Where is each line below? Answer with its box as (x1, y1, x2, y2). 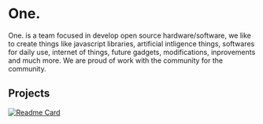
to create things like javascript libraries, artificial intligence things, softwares (8, 38, 255, 48)
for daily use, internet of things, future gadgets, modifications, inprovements (8, 47, 256, 57)
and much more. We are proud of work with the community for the (8, 56, 223, 65)
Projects (8, 87, 50, 100)
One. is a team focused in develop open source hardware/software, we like (8, 31, 252, 40)
